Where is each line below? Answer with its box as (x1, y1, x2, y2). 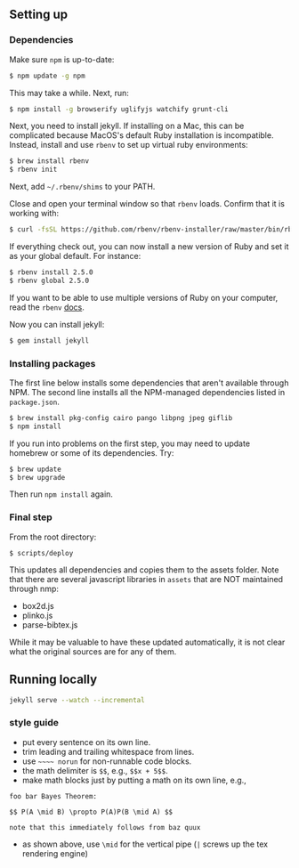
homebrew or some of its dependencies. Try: (9, 447, 174, 458)
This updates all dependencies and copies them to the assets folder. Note (9, 564, 279, 575)
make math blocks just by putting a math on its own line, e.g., (21, 775, 246, 785)
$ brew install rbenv (9, 157, 90, 166)
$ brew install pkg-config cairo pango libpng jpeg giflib (9, 413, 233, 422)
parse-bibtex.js (21, 619, 78, 630)
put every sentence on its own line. (21, 736, 151, 747)
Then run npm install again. (9, 489, 114, 499)
